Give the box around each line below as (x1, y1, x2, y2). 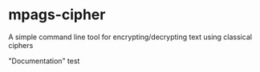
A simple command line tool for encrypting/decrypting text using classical (8, 32, 253, 42)
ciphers (8, 40, 34, 50)
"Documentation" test (8, 56, 80, 66)
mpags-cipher (8, 6, 106, 24)
